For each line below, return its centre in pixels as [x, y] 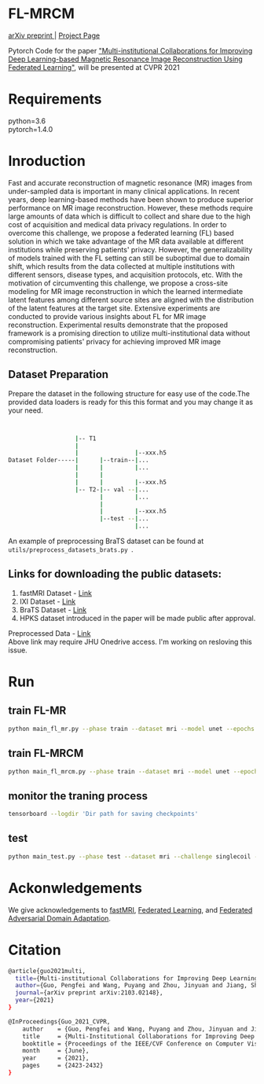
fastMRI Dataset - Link [56, 593]
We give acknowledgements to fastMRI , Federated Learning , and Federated [130, 909]
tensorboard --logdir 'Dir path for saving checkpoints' [103, 814]
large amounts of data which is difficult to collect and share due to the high [129, 216]
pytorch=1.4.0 [31, 129]
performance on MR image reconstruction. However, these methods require [131, 208]
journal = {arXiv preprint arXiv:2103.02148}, [89, 993]
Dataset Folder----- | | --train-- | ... [79, 461]
